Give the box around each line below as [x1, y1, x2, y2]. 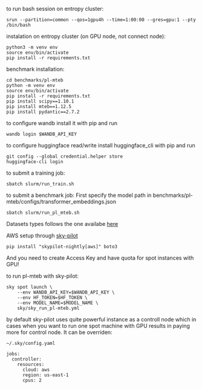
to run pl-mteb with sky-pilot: [6, 272, 79, 280]
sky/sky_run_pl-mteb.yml [17, 305, 80, 311]
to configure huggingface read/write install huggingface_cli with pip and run [6, 142, 195, 149]
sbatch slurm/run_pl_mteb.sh [6, 210, 80, 216]
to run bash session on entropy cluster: [6, 5, 104, 12]
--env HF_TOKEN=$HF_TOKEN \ [17, 295, 88, 301]
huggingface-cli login [6, 159, 64, 165]
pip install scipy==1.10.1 [6, 98, 74, 104]
